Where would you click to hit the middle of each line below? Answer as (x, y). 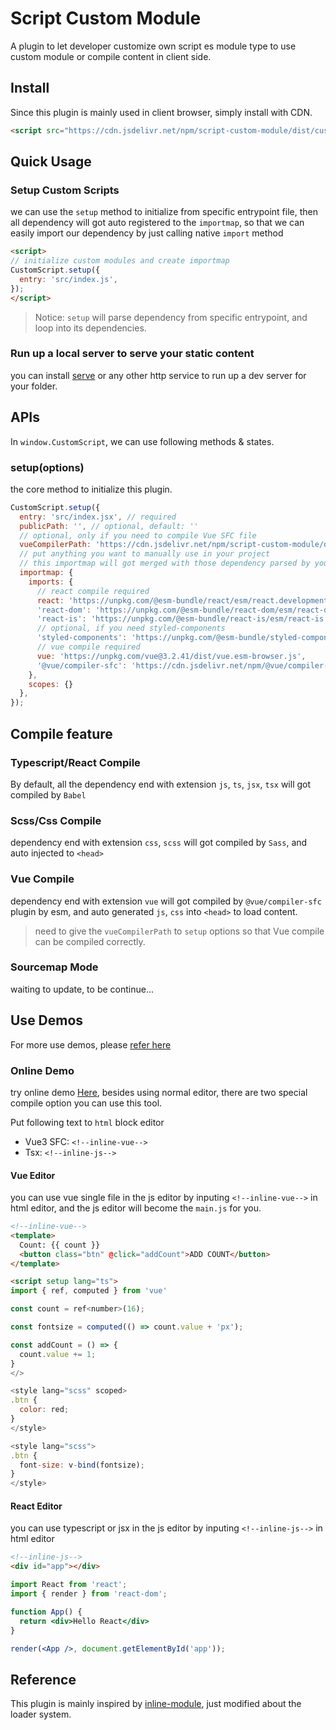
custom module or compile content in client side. (111, 56)
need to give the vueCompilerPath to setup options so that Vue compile (179, 931)
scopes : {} (51, 684)
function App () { (46, 1612)
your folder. (34, 386)
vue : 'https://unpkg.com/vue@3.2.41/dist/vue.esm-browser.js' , (171, 656)
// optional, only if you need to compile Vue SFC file (138, 535)
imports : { (51, 582)
